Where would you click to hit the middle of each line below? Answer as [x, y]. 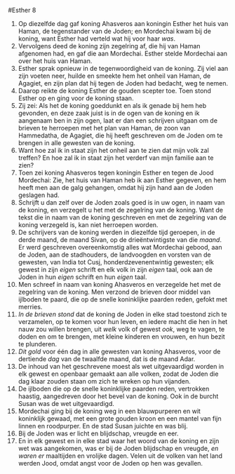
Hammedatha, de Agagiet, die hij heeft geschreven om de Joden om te [120, 135]
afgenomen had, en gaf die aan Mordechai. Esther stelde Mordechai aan [122, 53]
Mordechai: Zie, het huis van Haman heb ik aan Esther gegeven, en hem [122, 180]
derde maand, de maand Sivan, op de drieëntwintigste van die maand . [120, 240]
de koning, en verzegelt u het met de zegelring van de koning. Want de [121, 210]
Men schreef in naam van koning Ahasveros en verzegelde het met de [120, 284]
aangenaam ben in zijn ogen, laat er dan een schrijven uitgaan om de [118, 121]
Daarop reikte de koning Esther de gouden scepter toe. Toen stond [114, 91]
